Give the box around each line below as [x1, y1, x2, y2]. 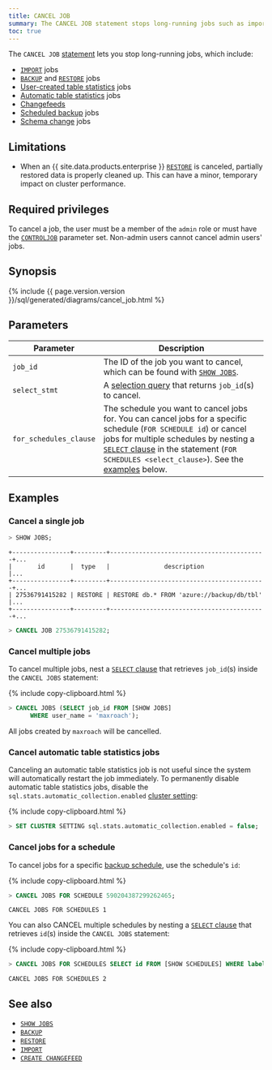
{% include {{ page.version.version [8, 286, 125, 296]
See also [8, 997, 53, 1011]
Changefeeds [19, 99, 66, 110]
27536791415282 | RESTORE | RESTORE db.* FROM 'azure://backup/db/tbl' [15, 591, 263, 599]
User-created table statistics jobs [19, 82, 132, 92]
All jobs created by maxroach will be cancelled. [8, 727, 162, 737]
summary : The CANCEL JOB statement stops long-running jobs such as [8, 19, 244, 28]
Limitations [8, 140, 66, 154]
